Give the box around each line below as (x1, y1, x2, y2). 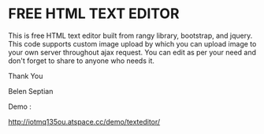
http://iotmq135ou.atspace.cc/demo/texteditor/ (8, 117, 161, 126)
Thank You (8, 71, 43, 80)
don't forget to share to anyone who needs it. (8, 56, 155, 65)
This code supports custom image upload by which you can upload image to (8, 39, 257, 48)
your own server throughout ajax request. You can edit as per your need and (8, 47, 257, 57)
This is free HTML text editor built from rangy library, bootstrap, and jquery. (8, 31, 253, 40)
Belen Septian (8, 86, 54, 95)
